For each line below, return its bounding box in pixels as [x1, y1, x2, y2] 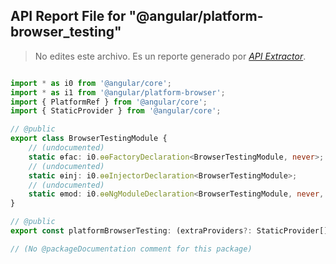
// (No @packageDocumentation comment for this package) [10, 244, 253, 254]
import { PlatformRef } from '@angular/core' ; [10, 97, 208, 107]
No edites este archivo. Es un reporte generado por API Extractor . [34, 50, 307, 62]
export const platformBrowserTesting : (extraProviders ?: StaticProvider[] [10, 226, 329, 236]
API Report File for [10, 8, 127, 25]
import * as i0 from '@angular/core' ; [10, 78, 172, 88]
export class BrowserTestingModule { [10, 134, 168, 144]
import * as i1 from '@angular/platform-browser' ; [10, 87, 226, 98]
